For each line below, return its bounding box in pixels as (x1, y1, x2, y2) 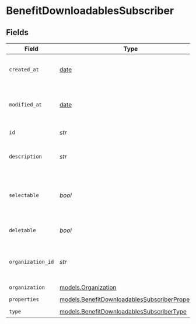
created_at (9, 66, 39, 73)
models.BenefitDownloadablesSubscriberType (59, 307, 187, 315)
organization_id (9, 258, 54, 265)
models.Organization (59, 283, 117, 291)
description (9, 153, 43, 160)
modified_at (9, 101, 43, 108)
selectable (9, 192, 39, 198)
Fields (6, 27, 29, 37)
